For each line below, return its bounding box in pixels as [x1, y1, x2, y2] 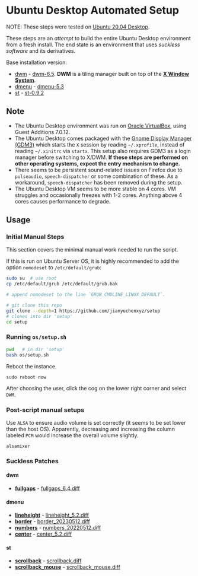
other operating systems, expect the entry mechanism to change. [14, 160, 181, 167]
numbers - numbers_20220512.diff [14, 524, 101, 532]
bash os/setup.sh [6, 352, 49, 358]
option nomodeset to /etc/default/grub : [6, 264, 102, 271]
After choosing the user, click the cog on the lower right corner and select [6, 384, 187, 392]
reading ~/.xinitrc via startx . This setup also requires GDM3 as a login [14, 147, 191, 154]
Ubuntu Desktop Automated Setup [6, 4, 180, 17]
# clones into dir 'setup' [6, 313, 73, 319]
